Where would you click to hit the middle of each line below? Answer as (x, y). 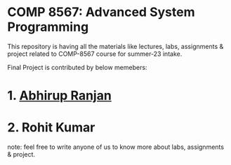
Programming (48, 27)
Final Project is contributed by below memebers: (77, 67)
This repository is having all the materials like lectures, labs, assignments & (115, 46)
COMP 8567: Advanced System (101, 12)
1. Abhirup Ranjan (60, 96)
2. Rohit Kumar (51, 128)
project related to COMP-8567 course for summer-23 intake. (95, 54)
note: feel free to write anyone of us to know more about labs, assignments (116, 147)
